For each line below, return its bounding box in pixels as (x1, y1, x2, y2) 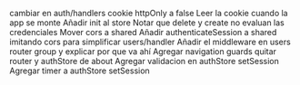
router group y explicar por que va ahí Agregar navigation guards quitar (9, 46, 277, 57)
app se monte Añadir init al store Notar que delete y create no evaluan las (9, 17, 285, 28)
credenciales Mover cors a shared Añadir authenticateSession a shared (9, 27, 277, 37)
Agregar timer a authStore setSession (9, 65, 150, 76)
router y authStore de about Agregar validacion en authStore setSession (9, 56, 279, 66)
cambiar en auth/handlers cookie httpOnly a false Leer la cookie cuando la (9, 8, 288, 18)
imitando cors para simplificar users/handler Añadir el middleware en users (9, 36, 291, 47)
